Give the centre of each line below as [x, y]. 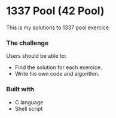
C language [29, 102]
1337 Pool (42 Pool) [55, 11]
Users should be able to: [36, 56]
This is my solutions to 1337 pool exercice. [58, 27]
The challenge [28, 43]
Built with [20, 89]
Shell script [29, 108]
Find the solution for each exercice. [58, 67]
